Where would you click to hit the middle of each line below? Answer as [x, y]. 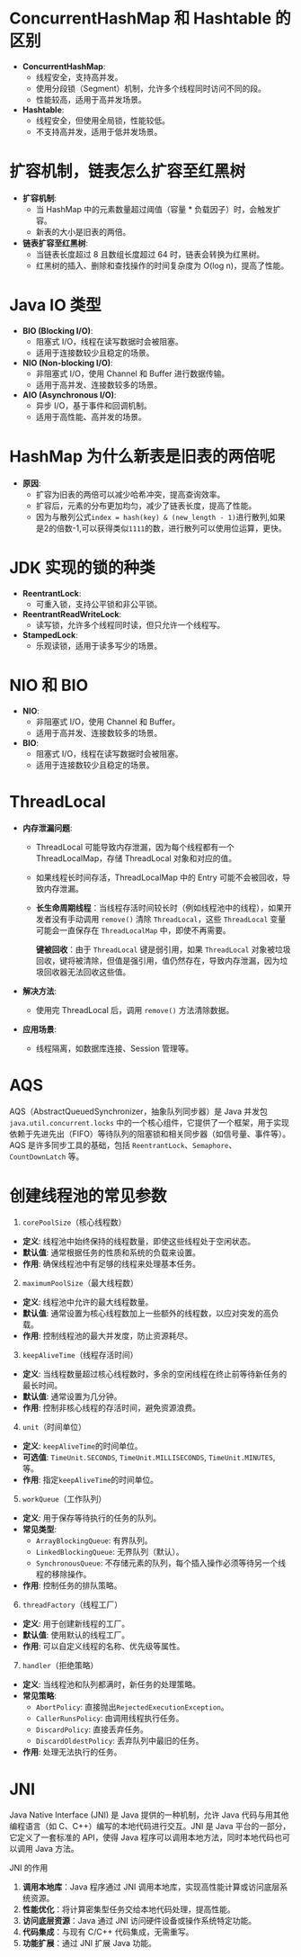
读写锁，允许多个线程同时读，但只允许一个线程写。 [130, 624]
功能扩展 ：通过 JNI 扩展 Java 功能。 [89, 1944]
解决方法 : [39, 991]
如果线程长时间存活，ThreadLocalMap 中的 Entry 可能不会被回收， [159, 877]
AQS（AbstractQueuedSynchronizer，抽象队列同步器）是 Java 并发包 [138, 1111]
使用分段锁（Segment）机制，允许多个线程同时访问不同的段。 [151, 88]
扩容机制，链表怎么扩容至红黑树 [128, 171]
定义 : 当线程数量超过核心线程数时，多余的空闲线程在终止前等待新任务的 [155, 1374]
